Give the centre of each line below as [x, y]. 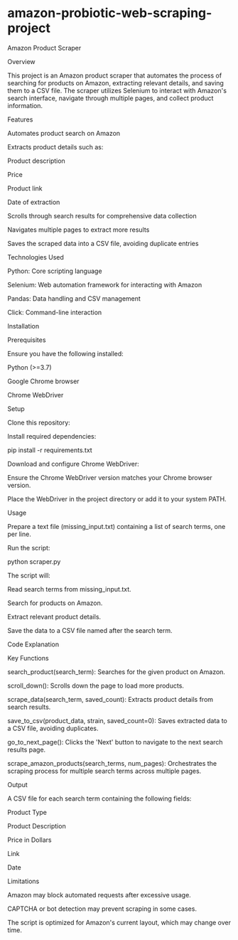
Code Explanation [33, 644]
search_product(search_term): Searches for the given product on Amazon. [117, 672]
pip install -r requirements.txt [50, 450]
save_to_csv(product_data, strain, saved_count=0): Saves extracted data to [117, 720]
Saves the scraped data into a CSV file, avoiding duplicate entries [103, 243]
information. [25, 105]
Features [20, 119]
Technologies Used [36, 257]
